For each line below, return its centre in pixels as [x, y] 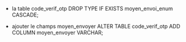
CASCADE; [25, 15]
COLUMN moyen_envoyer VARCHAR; [57, 33]
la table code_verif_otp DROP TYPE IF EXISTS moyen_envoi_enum [92, 9]
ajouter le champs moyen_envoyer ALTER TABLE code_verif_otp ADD [96, 26]
